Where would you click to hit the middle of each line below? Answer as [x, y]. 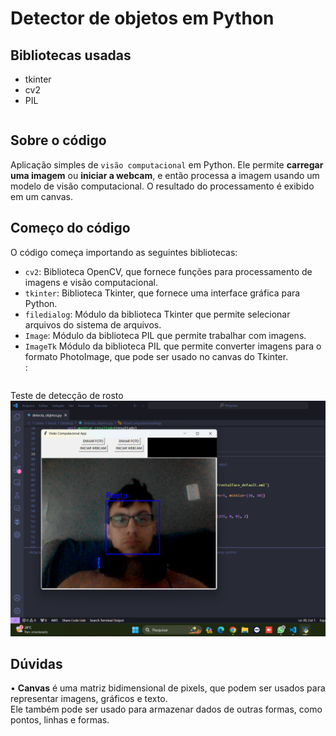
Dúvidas [36, 664]
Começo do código [70, 228]
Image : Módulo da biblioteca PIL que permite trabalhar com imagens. [165, 335]
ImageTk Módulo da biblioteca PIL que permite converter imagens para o [173, 346]
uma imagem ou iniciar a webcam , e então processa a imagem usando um [165, 175]
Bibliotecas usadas [71, 55]
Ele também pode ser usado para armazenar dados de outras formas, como [166, 709]
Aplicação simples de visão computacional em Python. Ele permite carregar [167, 164]
